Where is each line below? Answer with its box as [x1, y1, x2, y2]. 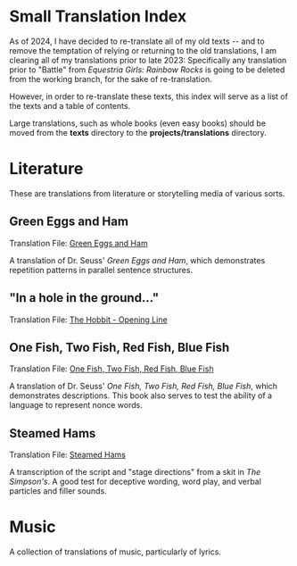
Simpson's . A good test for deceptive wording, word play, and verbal [9, 476, 261, 487]
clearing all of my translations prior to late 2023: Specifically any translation [9, 54, 287, 65]
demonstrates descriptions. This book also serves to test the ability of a [9, 390, 273, 401]
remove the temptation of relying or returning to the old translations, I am [9, 45, 277, 55]
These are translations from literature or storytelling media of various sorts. [9, 187, 285, 198]
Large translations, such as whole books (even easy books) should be [9, 118, 266, 129]
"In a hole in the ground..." [9, 290, 159, 305]
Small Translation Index [9, 6, 187, 27]
